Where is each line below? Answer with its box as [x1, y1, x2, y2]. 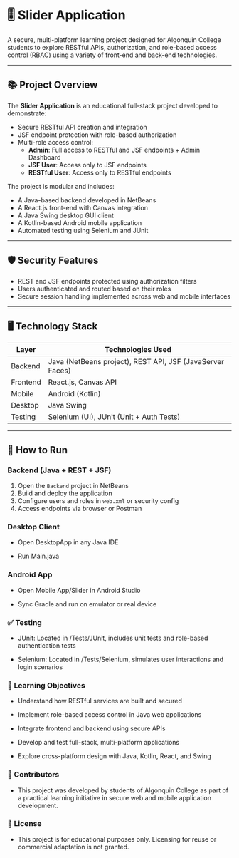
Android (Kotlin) [48, 389, 101, 399]
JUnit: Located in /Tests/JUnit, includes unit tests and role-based [17, 634, 208, 642]
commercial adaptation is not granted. [17, 842, 129, 851]
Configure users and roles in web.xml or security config [17, 497, 179, 505]
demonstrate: [7, 109, 47, 118]
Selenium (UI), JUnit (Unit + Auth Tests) [48, 412, 181, 422]
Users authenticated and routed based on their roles [17, 284, 171, 293]
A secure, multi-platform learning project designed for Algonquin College [7, 35, 222, 44]
